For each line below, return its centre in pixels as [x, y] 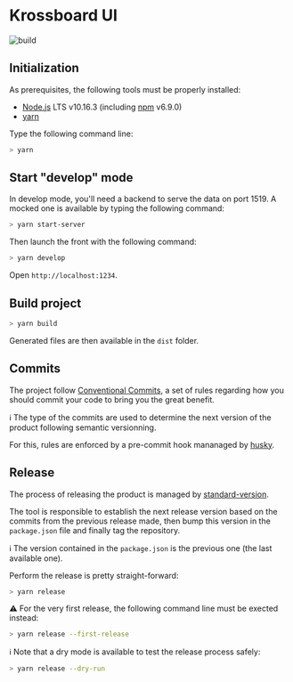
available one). [36, 558]
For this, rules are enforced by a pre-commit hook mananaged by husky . [142, 444]
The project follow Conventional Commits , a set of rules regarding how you [147, 390]
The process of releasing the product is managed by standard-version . [139, 494]
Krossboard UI [64, 16]
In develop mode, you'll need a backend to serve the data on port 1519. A [143, 199]
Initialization [45, 68]
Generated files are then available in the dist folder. [104, 340]
